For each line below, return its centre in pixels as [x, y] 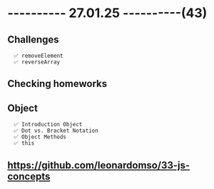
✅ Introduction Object [48, 125]
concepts [29, 176]
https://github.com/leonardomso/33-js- [99, 165]
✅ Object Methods [40, 137]
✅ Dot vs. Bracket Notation [56, 131]
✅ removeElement [39, 56]
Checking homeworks [57, 84]
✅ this [24, 143]
